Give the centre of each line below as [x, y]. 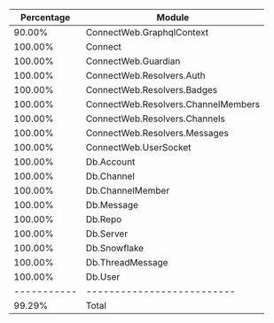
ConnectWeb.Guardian [133, 61]
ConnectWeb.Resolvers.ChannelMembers [173, 104]
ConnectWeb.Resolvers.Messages [157, 133]
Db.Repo [104, 219]
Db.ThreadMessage [127, 262]
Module [173, 17]
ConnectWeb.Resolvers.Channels [156, 119]
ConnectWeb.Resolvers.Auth [145, 76]
